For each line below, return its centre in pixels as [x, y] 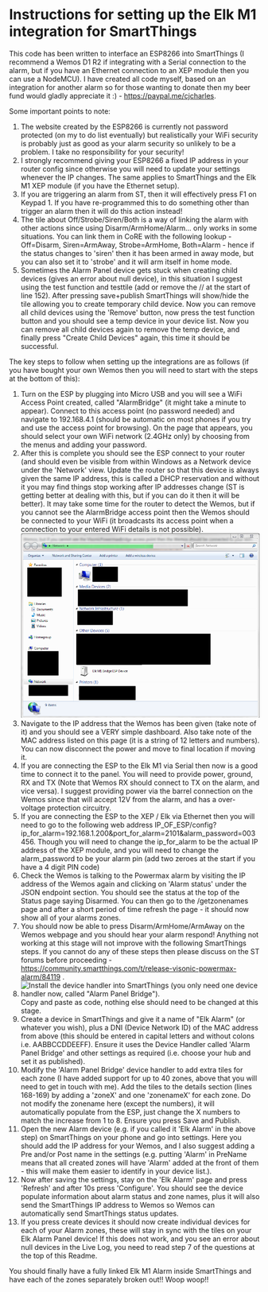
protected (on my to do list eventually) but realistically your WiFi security [139, 135]
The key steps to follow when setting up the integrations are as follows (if [129, 361]
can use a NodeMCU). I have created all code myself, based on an [117, 79]
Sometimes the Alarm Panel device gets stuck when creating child [129, 270]
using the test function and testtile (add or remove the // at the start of [135, 287]
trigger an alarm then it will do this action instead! [101, 211]
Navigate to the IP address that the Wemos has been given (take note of [138, 724]
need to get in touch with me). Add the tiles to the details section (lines [136, 1087]
